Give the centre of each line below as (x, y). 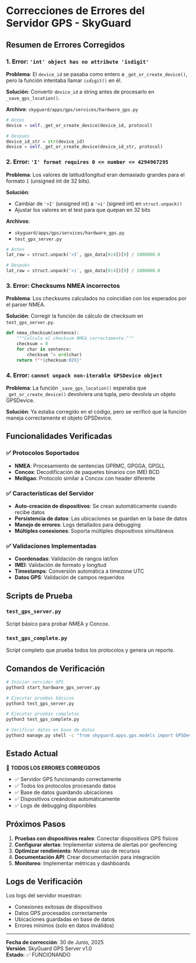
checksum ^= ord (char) (55, 355)
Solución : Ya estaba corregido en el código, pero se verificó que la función (96, 411)
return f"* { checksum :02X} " (49, 360)
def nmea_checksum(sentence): (43, 333)
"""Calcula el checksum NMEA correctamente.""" (75, 338)
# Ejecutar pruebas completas (43, 714)
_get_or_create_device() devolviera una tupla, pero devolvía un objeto (91, 394)
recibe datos (29, 512)
